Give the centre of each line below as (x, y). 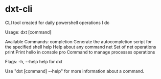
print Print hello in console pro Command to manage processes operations (80, 52)
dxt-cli (19, 9)
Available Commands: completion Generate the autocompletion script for (79, 41)
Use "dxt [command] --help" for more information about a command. (75, 71)
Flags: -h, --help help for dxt (34, 61)
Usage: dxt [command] (28, 32)
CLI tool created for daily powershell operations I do (57, 23)
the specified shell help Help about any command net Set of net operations (81, 47)
